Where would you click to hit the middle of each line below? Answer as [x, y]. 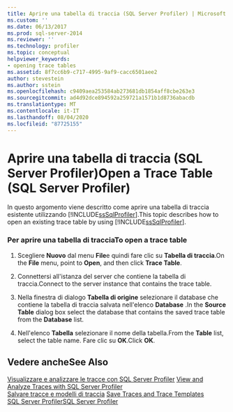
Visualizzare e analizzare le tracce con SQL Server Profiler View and [105, 379]
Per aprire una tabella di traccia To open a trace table [97, 240]
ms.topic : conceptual [39, 53]
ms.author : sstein [34, 85]
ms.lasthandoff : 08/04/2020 [48, 117]
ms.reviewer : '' [31, 40]
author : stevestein [36, 78]
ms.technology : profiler [43, 46]
